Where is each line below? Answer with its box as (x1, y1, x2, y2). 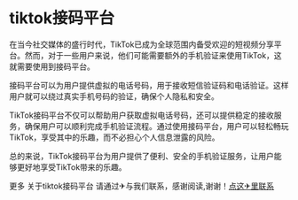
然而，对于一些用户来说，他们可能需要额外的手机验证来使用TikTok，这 (24, 50, 282, 60)
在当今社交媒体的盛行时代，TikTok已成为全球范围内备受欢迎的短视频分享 (9, 39, 275, 50)
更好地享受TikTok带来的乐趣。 (16, 161, 127, 173)
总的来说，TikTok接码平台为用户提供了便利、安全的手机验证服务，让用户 (9, 150, 275, 161)
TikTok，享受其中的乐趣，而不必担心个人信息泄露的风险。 (9, 132, 220, 142)
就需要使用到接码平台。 (9, 61, 95, 72)
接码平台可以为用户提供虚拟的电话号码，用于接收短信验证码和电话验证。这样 (9, 80, 289, 90)
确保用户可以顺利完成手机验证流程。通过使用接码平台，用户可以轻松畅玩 (24, 120, 289, 131)
